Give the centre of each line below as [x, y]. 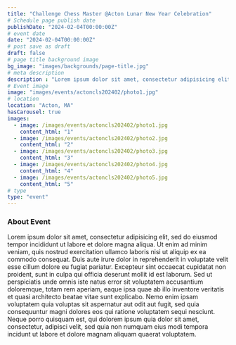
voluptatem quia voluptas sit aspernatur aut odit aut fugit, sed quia [103, 304]
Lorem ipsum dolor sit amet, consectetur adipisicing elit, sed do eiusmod [112, 237]
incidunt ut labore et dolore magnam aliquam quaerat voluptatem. [102, 334]
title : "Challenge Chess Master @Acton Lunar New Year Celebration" [110, 14]
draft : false [26, 54]
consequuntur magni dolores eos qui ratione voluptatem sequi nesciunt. [111, 312]
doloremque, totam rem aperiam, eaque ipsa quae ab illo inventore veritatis [116, 289]
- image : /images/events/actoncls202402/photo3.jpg [91, 151]
